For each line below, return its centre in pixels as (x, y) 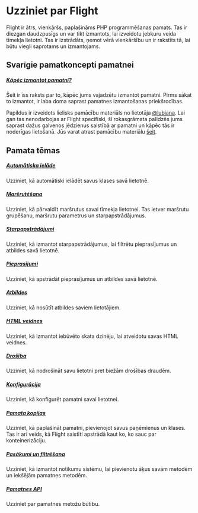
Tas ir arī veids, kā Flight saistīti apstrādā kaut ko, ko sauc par (82, 434)
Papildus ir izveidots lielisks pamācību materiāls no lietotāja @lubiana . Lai (96, 113)
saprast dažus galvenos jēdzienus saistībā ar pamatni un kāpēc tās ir (90, 125)
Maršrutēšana (24, 194)
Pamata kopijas (26, 413)
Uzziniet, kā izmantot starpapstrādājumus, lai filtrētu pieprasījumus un (92, 244)
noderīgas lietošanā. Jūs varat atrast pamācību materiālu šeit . (82, 132)
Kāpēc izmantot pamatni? (39, 80)
